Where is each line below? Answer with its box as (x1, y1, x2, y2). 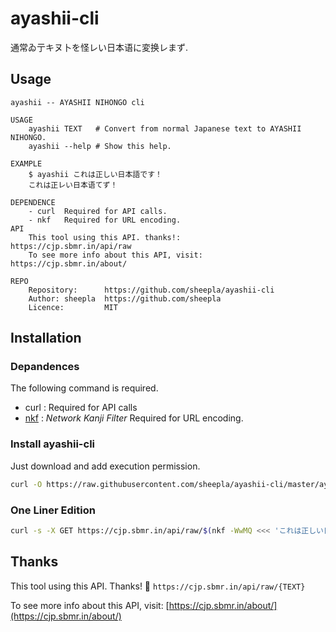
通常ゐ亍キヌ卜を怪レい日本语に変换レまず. (10, 41, 189, 53)
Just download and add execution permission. (10, 460, 201, 472)
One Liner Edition (10, 503, 96, 517)
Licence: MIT (28, 302, 118, 312)
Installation (10, 330, 82, 347)
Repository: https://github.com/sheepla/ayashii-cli (28, 285, 275, 295)
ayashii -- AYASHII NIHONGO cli (10, 97, 145, 107)
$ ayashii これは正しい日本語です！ (28, 169, 163, 179)
